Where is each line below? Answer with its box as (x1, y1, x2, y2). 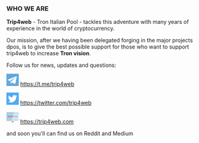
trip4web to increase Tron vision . (6, 50, 91, 57)
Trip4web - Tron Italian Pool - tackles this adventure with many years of (6, 18, 189, 26)
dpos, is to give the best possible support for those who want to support (6, 43, 189, 50)
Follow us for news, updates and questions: (6, 61, 117, 69)
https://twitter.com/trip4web (20, 99, 92, 107)
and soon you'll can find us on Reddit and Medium (6, 130, 133, 137)
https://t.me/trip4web (20, 80, 75, 88)
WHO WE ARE (6, 4, 49, 13)
